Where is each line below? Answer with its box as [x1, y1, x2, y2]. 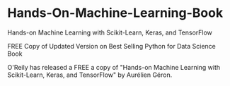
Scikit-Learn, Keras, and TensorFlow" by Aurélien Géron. [7, 70, 173, 79]
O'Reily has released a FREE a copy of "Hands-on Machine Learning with [7, 63, 221, 71]
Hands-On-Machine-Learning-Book [7, 5, 224, 21]
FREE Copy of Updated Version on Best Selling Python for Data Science [7, 42, 216, 50]
